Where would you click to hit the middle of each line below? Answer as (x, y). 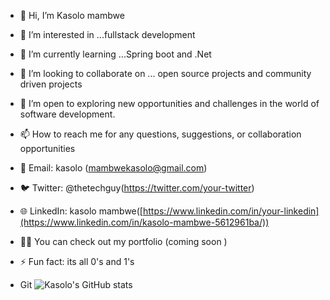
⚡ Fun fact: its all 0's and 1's (77, 261)
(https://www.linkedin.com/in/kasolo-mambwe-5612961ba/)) (144, 222)
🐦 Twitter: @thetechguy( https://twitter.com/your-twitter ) (137, 188)
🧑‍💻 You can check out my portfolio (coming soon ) (123, 241)
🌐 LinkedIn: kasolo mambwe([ (81, 211)
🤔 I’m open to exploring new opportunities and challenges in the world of (169, 103)
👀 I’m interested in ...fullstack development (107, 34)
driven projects (51, 84)
